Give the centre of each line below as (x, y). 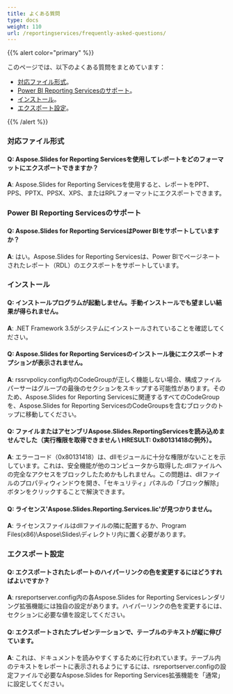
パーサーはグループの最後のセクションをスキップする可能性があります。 (110, 388)
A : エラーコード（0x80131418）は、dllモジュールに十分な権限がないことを (113, 457)
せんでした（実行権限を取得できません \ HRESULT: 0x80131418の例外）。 (111, 440)
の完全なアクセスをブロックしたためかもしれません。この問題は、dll (105, 474)
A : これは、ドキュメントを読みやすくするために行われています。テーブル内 (114, 657)
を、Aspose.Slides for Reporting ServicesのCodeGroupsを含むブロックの (112, 405)
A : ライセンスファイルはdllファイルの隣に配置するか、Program (97, 526)
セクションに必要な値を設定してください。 (68, 615)
